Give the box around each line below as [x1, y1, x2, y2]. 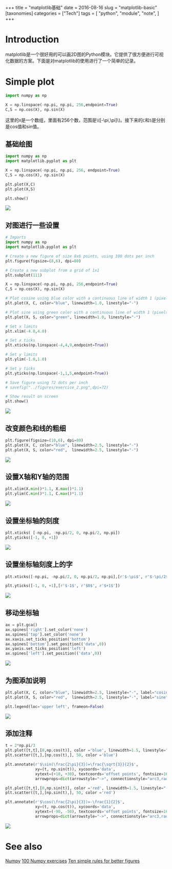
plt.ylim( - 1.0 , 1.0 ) [5, 357, 47, 362]
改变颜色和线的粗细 [5, 424, 66, 433]
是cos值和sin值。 [5, 123, 42, 129]
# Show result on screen [5, 394, 58, 399]
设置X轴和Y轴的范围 [5, 472, 69, 481]
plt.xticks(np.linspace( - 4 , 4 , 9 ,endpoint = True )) [5, 343, 109, 348]
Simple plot [5, 76, 55, 88]
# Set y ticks [5, 366, 36, 371]
